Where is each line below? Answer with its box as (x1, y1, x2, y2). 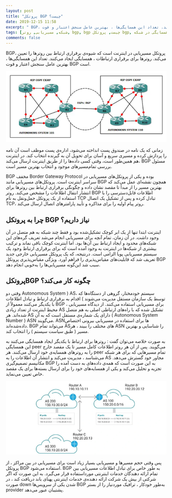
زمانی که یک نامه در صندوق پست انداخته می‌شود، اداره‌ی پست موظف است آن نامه (6, 147, 163, 153)
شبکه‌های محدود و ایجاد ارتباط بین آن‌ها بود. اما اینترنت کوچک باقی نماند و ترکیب (6, 240, 157, 246)
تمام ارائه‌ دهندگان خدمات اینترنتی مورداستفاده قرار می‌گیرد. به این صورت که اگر (6, 470, 158, 476)
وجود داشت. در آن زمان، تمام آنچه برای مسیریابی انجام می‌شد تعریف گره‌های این (6, 235, 159, 241)
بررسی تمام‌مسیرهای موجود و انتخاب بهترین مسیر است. (6, 163, 113, 170)
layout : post (6, 8, 34, 13)
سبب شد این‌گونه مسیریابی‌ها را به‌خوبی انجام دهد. (6, 262, 101, 268)
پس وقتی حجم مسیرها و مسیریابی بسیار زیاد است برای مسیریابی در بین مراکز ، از (6, 460, 162, 466)
